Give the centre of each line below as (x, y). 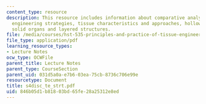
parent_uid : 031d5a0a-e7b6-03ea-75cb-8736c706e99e (72, 75)
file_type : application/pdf (42, 40)
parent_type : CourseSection (42, 69)
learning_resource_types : (39, 46)
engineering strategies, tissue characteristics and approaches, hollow (107, 23)
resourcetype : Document (37, 80)
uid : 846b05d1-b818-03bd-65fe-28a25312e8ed (63, 92)
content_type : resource (37, 12)
